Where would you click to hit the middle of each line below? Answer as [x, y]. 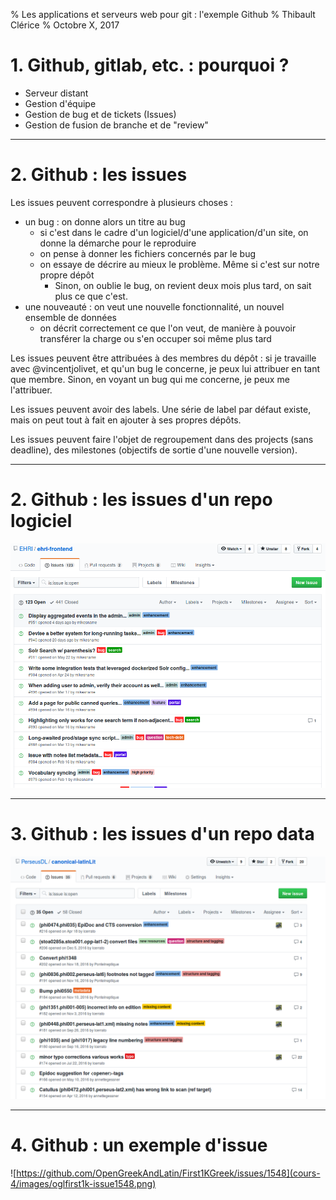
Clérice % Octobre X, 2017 [65, 25]
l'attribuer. [31, 390]
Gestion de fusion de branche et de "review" [116, 125]
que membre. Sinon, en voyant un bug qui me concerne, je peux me [150, 379]
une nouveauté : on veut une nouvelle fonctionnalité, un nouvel [154, 306]
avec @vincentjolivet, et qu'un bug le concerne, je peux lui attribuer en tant [165, 368]
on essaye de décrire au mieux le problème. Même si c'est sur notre [179, 264]
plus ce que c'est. [91, 296]
